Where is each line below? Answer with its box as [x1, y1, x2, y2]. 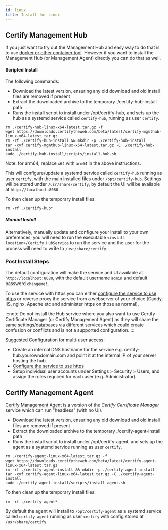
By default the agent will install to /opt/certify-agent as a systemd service [5, 508, 162, 514]
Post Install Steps [5, 258, 49, 265]
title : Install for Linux [5, 12, 60, 17]
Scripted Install [5, 66, 38, 73]
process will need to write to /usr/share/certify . [5, 245, 108, 252]
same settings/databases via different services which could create [5, 322, 144, 328]
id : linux [5, 7, 26, 13]
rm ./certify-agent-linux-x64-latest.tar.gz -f [5, 453, 108, 459]
